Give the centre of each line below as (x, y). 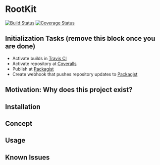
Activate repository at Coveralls (44, 64)
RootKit (21, 9)
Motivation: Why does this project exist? (69, 90)
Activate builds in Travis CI (39, 58)
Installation (23, 107)
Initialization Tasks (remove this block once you (80, 39)
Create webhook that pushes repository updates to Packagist (75, 74)
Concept (19, 124)
